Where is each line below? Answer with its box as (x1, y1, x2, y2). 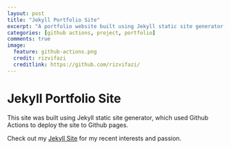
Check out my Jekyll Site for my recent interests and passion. (7, 134, 181, 142)
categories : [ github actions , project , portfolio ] (7, 29, 156, 36)
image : (7, 42, 26, 49)
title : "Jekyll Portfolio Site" (7, 16, 100, 23)
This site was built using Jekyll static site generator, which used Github (7, 113, 209, 122)
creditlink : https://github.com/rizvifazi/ (13, 61, 140, 68)
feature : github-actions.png (13, 49, 97, 56)
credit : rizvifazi (13, 55, 67, 62)
